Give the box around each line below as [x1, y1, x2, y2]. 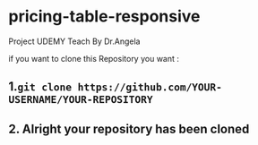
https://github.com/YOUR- [77, 81, 223, 94]
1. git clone [8, 79, 73, 95]
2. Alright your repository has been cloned [8, 121, 250, 136]
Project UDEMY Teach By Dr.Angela [8, 36, 141, 47]
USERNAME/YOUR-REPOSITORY [8, 93, 153, 107]
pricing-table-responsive [8, 6, 201, 27]
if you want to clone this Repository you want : [8, 53, 180, 64]
